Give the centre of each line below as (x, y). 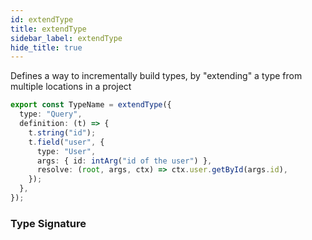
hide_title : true (46, 47)
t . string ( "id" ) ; (62, 132)
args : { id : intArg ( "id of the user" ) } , (124, 161)
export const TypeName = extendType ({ (91, 105)
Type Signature (48, 223)
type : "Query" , (51, 114)
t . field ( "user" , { (66, 142)
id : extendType (42, 19)
